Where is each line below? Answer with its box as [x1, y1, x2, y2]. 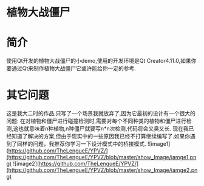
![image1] [147, 140, 171, 148]
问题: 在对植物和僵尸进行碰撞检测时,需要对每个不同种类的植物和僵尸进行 [6, 117, 187, 125]
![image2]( [13, 160, 39, 168]
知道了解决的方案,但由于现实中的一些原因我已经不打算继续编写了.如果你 [11, 132, 191, 140]
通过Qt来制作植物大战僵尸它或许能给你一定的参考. [11, 65, 137, 72]
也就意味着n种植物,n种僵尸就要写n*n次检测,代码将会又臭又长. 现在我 [18, 125, 189, 132]
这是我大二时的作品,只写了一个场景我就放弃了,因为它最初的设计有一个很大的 [6, 110, 196, 117]
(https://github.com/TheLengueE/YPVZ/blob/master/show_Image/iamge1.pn [6, 154, 197, 161]
